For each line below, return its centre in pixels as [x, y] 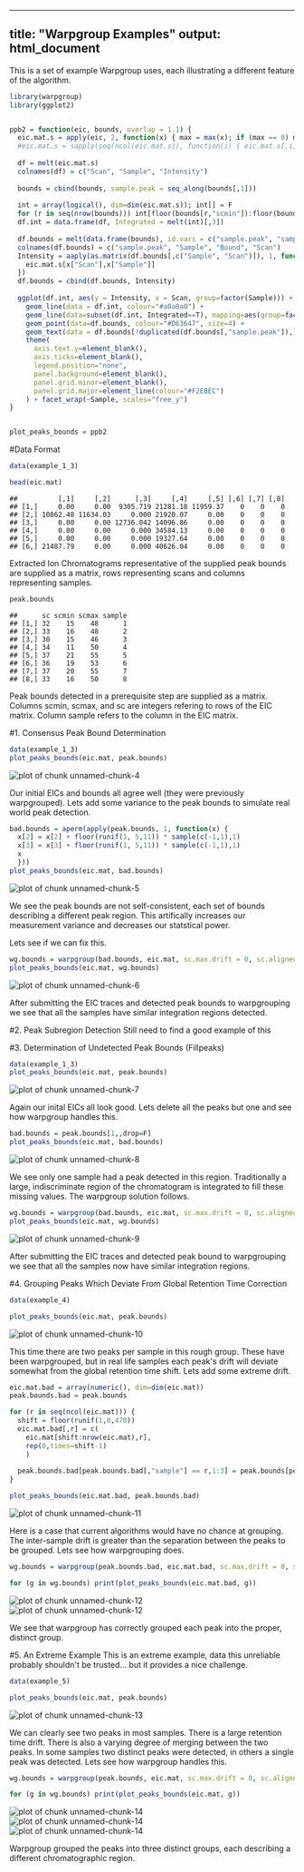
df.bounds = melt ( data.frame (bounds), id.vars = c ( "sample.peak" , [145, 239]
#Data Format [35, 449]
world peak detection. [50, 812]
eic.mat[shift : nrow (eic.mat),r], [89, 1437]
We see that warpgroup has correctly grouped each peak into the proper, [146, 1627]
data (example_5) [40, 1681]
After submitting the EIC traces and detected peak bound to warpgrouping [148, 1256]
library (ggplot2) [42, 105]
